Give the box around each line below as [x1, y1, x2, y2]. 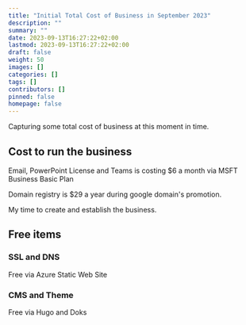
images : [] [8, 63, 44, 71]
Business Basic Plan [8, 174, 74, 183]
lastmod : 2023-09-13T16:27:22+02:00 [8, 41, 129, 49]
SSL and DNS [8, 251, 60, 262]
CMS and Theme [8, 289, 74, 300]
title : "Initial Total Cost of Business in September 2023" [8, 11, 212, 20]
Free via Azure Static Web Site [8, 270, 108, 279]
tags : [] [8, 78, 37, 86]
